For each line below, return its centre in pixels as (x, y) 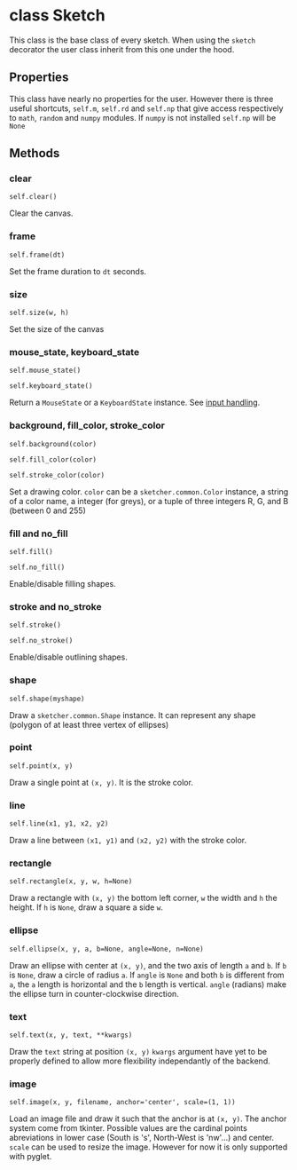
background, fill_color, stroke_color (87, 425)
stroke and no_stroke (55, 606)
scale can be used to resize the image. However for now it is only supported (148, 1147)
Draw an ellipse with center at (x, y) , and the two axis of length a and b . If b (148, 965)
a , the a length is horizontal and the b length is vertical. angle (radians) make (148, 984)
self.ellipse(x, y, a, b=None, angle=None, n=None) (106, 949)
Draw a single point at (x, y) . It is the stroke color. (101, 782)
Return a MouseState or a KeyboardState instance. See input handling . (135, 403)
